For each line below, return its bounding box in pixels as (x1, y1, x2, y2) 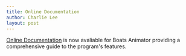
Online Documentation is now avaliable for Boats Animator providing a (6, 37, 181, 44)
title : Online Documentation (6, 8, 80, 15)
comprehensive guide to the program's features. (6, 43, 127, 50)
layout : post (6, 20, 39, 26)
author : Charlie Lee (6, 14, 59, 20)
